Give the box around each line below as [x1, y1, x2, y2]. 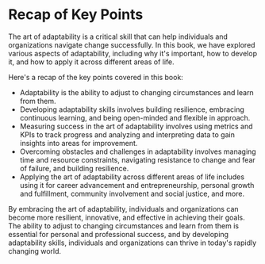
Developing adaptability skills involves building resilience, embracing [19, 105, 244, 114]
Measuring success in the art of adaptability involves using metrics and [19, 121, 253, 131]
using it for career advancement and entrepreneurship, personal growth [19, 180, 255, 189]
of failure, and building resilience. [19, 163, 129, 173]
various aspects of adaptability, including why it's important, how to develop [8, 48, 258, 58]
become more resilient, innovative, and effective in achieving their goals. [8, 212, 245, 222]
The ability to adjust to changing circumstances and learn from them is [8, 220, 240, 231]
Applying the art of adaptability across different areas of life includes [19, 172, 244, 182]
